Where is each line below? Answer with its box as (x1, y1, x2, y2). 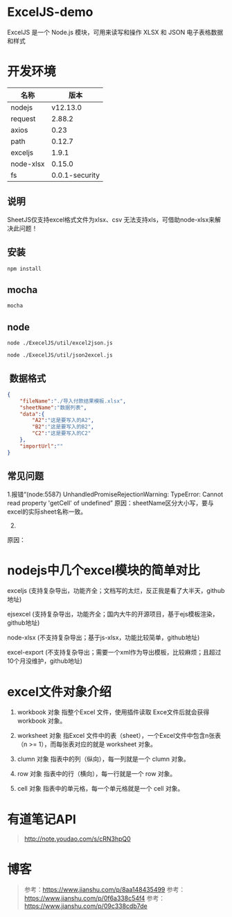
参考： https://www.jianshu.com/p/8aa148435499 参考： (24, 886, 186, 894)
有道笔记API (7, 811, 76, 827)
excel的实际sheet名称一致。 (7, 507, 87, 516)
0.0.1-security (51, 170, 100, 180)
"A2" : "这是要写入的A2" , (32, 417, 95, 424)
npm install (7, 265, 42, 272)
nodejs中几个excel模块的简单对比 (7, 562, 200, 578)
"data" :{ (19, 410, 45, 417)
